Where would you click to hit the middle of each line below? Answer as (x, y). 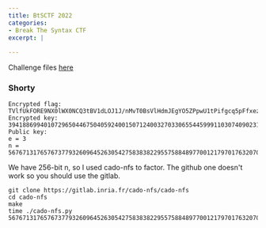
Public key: (28, 132)
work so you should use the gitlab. (65, 176)
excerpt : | (26, 38)
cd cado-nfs (28, 198)
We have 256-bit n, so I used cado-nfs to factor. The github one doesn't (125, 168)
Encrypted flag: (35, 104)
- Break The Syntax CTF (47, 30)
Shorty (22, 88)
